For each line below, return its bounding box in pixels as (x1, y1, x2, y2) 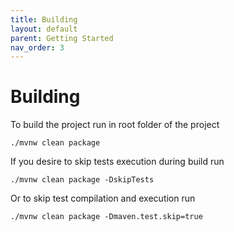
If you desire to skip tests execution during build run (10, 156, 225, 168)
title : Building (10, 14, 78, 25)
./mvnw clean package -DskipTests (10, 175, 155, 185)
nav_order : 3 (10, 42, 65, 53)
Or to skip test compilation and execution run (10, 192, 196, 205)
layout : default (10, 24, 78, 34)
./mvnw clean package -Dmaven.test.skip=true (10, 212, 203, 222)
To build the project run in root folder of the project (10, 119, 220, 131)
